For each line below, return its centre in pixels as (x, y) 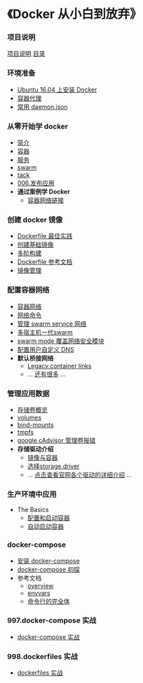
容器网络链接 (45, 200)
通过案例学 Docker (43, 192)
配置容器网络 (29, 290)
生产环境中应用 (32, 494)
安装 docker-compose (48, 560)
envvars (39, 593)
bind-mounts (35, 425)
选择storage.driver (54, 466)
